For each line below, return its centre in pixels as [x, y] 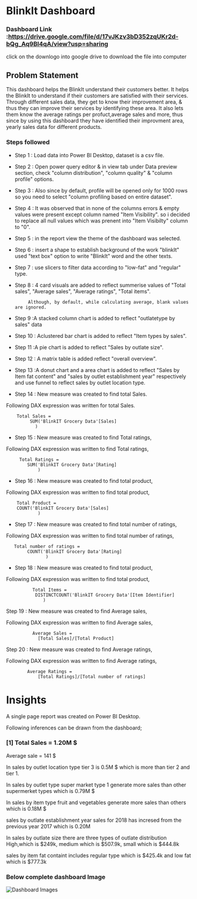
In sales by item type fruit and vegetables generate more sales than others [96, 802]
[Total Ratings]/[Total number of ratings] [91, 676]
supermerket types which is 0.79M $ [51, 791]
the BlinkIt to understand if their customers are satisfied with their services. [97, 96]
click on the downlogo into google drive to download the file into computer [96, 57]
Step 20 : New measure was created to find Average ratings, [79, 649]
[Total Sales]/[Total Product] [76, 638]
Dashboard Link [29, 29]
